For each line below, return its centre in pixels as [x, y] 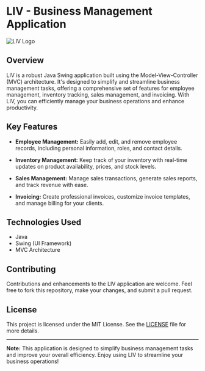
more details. [23, 331]
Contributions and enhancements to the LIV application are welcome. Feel [99, 284]
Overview [25, 60]
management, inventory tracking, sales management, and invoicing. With [98, 94]
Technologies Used [44, 222]
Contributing [31, 269]
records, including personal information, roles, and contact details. [99, 148]
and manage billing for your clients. [59, 203]
